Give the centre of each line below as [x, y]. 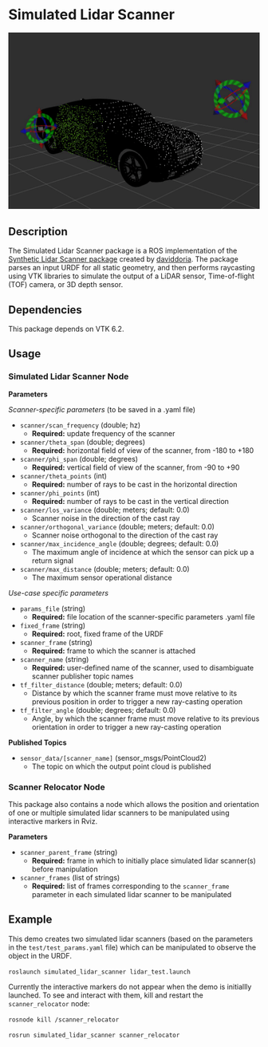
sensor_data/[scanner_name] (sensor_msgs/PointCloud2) [113, 758]
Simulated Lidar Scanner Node [69, 376]
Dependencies [45, 310]
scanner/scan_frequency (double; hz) [80, 425]
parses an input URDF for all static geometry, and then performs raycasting [132, 268]
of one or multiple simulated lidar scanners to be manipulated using [119, 813]
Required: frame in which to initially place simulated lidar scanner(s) [144, 860]
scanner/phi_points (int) [60, 493]
